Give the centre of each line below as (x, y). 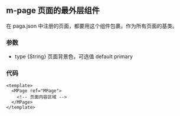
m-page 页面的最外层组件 (53, 11)
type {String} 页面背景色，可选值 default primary (74, 57)
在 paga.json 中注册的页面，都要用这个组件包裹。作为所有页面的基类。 (92, 26)
